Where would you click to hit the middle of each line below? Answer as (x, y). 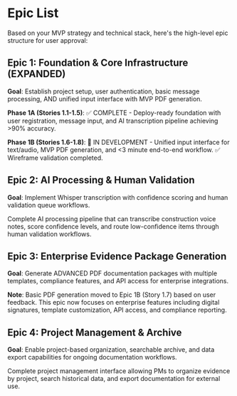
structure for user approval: (48, 40)
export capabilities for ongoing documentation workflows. (92, 357)
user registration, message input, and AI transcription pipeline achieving (113, 121)
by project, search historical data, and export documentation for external (114, 379)
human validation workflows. (49, 234)
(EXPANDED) (37, 74)
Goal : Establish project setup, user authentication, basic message (104, 91)
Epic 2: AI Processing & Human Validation (101, 180)
